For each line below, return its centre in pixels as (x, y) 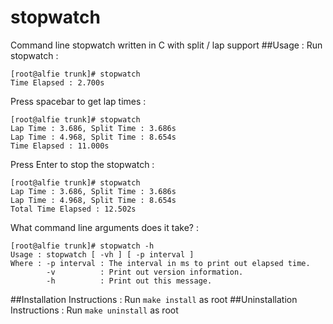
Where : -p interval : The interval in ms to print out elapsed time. (160, 263)
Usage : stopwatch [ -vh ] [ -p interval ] (102, 254)
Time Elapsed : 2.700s (57, 82)
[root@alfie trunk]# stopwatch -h (82, 246)
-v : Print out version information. (145, 272)
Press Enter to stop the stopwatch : (82, 164)
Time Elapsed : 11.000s (60, 146)
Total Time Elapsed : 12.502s (73, 209)
